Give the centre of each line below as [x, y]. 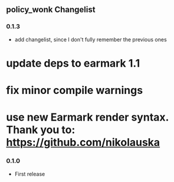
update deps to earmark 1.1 [73, 63]
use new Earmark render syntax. [88, 117]
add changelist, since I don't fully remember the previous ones [91, 39]
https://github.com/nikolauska [83, 143]
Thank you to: [41, 130]
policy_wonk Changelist [51, 10]
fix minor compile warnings [75, 90]
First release [30, 174]
